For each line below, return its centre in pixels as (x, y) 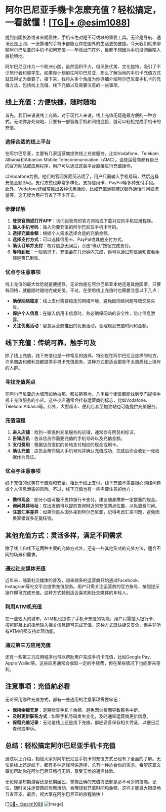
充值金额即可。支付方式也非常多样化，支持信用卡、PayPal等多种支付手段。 (81, 183)
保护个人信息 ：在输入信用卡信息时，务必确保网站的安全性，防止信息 (82, 313)
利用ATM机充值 (23, 607)
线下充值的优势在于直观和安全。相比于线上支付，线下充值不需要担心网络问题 (83, 483)
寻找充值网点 (21, 382)
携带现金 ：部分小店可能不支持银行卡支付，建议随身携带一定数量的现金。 (86, 500)
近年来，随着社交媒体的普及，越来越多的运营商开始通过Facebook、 (74, 580)
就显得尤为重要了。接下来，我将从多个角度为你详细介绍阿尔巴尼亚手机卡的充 (83, 79)
